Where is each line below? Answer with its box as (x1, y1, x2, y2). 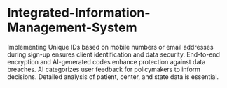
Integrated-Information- (7, 5, 151, 21)
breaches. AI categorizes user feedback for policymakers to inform (7, 65, 201, 73)
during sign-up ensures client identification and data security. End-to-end (7, 50, 221, 59)
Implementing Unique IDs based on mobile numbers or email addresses (7, 43, 214, 51)
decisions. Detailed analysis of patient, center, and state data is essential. (7, 72, 219, 81)
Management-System (7, 20, 138, 36)
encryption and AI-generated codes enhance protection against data (7, 57, 206, 66)
